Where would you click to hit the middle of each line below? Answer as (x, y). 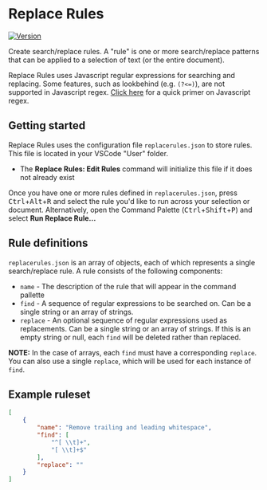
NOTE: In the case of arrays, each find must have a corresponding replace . (133, 352)
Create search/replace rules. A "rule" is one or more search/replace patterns (134, 51)
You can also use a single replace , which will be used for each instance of (130, 361)
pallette (32, 295)
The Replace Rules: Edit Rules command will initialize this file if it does (136, 169)
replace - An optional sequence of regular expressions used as (123, 320)
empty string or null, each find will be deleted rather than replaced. (130, 337)
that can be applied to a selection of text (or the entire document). (116, 60)
